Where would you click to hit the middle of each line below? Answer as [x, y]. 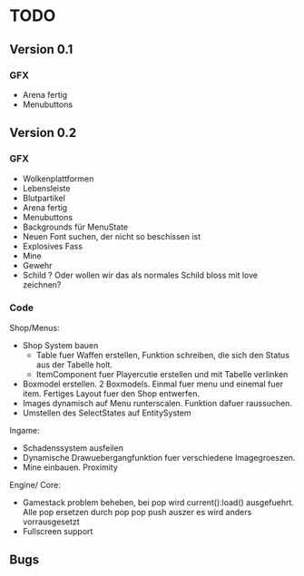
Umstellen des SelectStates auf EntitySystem [107, 413]
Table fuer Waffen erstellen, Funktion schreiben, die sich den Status [163, 355]
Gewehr [37, 265]
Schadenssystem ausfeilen [73, 448]
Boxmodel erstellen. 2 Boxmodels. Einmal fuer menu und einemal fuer [153, 384]
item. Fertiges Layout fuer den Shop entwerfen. [111, 393]
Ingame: [25, 430]
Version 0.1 [41, 49]
